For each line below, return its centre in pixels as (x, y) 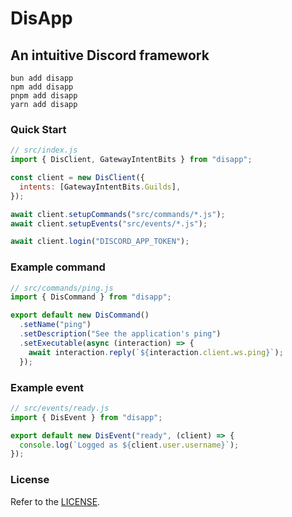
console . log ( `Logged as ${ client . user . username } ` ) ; (129, 445)
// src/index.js (44, 150)
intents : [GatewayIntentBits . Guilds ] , (100, 187)
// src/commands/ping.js (62, 288)
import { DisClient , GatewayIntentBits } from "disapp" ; (131, 160)
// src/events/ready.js (60, 408)
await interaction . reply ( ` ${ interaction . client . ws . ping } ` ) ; (156, 352)
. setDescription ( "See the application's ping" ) (120, 334)
